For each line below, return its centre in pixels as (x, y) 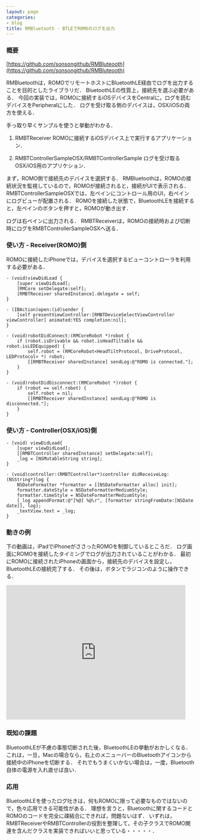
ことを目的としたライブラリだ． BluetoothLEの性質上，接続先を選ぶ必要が (98, 90)
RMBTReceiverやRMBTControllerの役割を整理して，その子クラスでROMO (96, 823)
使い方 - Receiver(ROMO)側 (46, 245)
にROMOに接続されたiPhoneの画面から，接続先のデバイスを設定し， (90, 561)
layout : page (22, 12)
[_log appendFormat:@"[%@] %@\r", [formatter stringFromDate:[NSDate (105, 501)
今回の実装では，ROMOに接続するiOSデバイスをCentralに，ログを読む (104, 97)
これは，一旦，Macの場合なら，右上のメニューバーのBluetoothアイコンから (99, 755)
